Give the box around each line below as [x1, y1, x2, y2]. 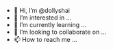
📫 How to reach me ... [13, 36, 77, 43]
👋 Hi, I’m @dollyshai [13, 7, 71, 14]
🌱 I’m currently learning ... [13, 21, 87, 28]
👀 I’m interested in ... [13, 14, 72, 22]
